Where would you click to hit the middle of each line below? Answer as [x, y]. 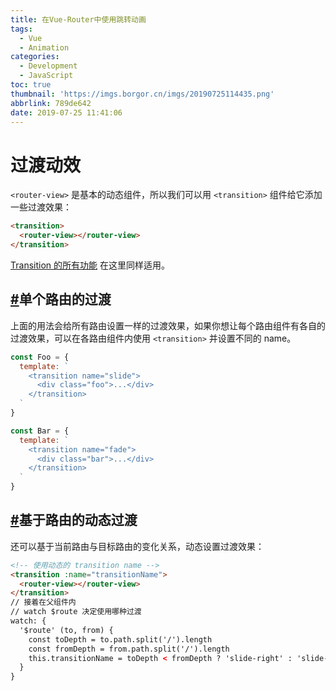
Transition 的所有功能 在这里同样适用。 [90, 265]
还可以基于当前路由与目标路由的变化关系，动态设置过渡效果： [137, 546]
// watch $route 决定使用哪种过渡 [76, 612]
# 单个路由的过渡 [61, 299]
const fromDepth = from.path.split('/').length [129, 649]
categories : [35, 57]
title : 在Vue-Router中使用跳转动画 [78, 19]
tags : [21, 29]
